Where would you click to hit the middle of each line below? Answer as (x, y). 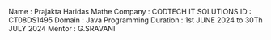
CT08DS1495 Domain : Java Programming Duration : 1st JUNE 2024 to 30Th (135, 20)
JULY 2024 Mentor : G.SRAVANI (62, 28)
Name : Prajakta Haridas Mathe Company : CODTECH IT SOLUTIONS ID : (130, 12)
